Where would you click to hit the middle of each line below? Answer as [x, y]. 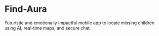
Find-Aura [26, 9]
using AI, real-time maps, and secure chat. [48, 28]
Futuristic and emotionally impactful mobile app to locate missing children [79, 23]
